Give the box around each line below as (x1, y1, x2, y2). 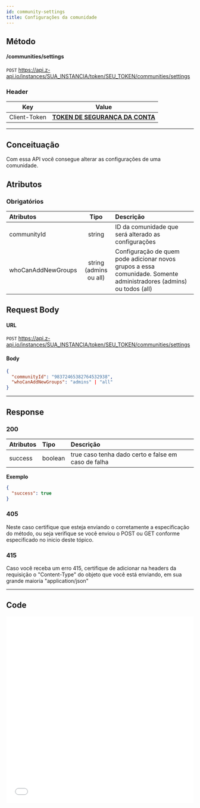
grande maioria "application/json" (6, 577, 89, 585)
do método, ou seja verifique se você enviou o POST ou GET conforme (6, 530, 180, 537)
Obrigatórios (6, 197, 44, 205)
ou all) (87, 273, 105, 281)
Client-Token (9, 113, 46, 121)
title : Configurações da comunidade (6, 14, 97, 20)
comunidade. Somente (115, 269, 179, 278)
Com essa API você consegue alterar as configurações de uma (6, 156, 161, 163)
